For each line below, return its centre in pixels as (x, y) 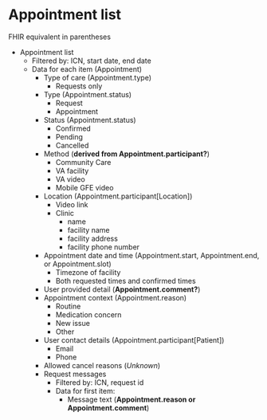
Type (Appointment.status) (88, 94)
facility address (92, 238)
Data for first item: (85, 391)
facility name (88, 230)
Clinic (65, 213)
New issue (73, 323)
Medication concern (88, 314)
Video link (72, 204)
